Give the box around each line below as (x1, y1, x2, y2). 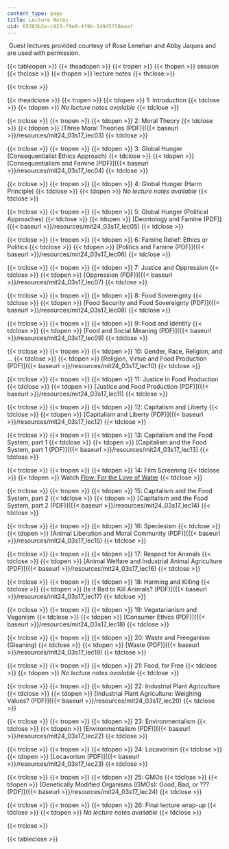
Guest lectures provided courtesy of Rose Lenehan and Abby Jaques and (8, 42, 216, 50)
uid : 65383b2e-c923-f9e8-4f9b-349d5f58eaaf (7, 23, 134, 30)
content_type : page (7, 10, 63, 17)
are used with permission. (7, 49, 80, 57)
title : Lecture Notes (7, 16, 69, 23)
